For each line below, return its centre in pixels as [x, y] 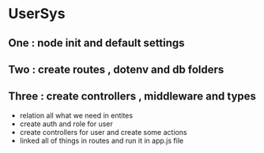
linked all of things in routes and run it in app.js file [102, 140]
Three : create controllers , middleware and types [132, 97]
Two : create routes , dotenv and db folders [116, 69]
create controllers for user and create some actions [103, 132]
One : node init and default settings [96, 43]
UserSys [37, 14]
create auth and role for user [66, 124]
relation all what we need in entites [76, 115]
